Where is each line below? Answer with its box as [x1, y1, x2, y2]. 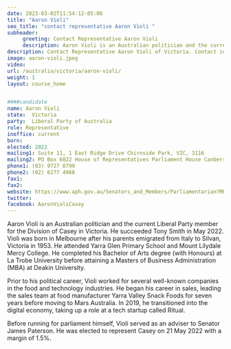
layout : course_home [7, 80, 67, 87]
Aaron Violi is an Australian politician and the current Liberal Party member [7, 220, 219, 228]
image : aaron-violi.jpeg [7, 55, 78, 62]
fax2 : [7, 181, 23, 189]
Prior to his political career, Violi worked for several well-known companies [7, 277, 219, 285]
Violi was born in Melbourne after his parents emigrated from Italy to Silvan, [7, 234, 221, 243]
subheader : [7, 29, 38, 36]
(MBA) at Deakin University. [7, 264, 86, 272]
